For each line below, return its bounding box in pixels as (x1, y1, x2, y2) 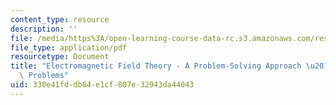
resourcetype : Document (10, 52, 110, 62)
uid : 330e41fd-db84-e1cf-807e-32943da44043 (10, 80, 195, 90)
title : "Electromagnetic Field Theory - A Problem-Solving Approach (10, 61, 302, 71)
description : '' (10, 24, 78, 34)
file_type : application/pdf (10, 42, 128, 53)
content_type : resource (10, 14, 110, 25)
